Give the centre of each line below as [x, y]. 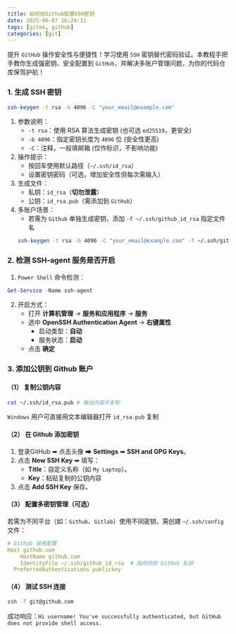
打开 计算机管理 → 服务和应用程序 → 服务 [88, 313]
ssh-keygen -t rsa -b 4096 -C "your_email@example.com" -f [106, 241]
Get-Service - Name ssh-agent [50, 290]
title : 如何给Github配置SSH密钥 [51, 14]
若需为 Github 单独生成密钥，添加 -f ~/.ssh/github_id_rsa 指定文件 [126, 219]
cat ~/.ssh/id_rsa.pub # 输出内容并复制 [64, 402]
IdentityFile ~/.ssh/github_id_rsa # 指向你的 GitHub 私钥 [107, 563]
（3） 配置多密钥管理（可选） [50, 504]
